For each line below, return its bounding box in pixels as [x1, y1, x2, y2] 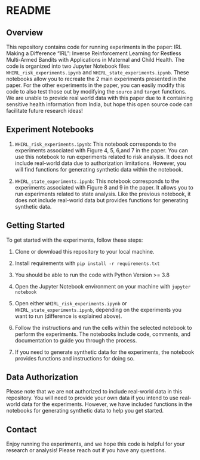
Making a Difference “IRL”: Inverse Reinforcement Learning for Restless [6, 50, 181, 57]
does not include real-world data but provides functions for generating [14, 196, 189, 204]
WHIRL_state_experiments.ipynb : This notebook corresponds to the [14, 178, 180, 185]
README [6, 4, 51, 17]
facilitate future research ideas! [6, 107, 84, 114]
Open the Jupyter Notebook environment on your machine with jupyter [14, 282, 191, 290]
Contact [6, 424, 37, 435]
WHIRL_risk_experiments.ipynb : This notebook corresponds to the [14, 140, 177, 148]
